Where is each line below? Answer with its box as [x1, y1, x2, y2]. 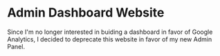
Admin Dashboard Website [7, 5, 165, 21]
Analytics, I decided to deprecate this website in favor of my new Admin [7, 35, 212, 43]
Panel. [7, 42, 26, 50]
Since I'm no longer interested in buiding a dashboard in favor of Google [7, 28, 213, 36]
